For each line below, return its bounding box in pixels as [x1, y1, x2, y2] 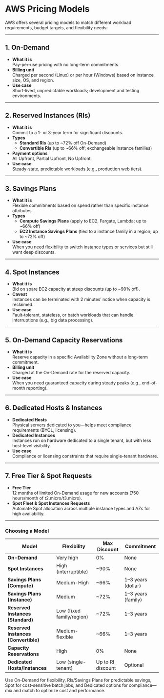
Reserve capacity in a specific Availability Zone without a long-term [12, 354, 148, 359]
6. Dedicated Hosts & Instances [5, 404, 102, 412]
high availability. [12, 511, 45, 517]
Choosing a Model [5, 527, 49, 534]
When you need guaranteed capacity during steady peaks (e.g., [12, 380, 141, 386]
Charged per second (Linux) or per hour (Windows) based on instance [12, 72, 154, 78]
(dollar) [124, 582, 142, 589]
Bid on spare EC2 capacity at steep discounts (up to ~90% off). [12, 286, 140, 292]
